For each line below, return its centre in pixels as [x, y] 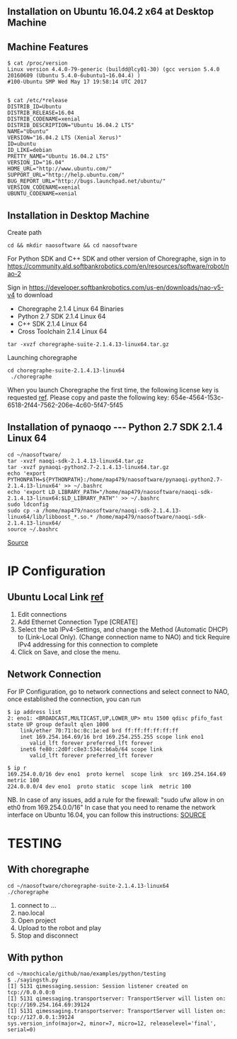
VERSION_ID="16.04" [36, 163]
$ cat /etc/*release [38, 101]
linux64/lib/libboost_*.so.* [50, 517]
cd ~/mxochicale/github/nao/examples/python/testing [87, 974]
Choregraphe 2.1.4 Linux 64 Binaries [70, 309]
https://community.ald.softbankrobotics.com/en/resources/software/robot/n [118, 266]
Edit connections [42, 614]
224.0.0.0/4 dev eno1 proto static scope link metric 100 [99, 786]
